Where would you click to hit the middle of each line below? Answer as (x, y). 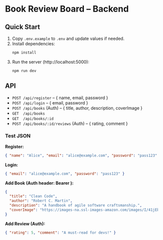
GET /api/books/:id (33, 119)
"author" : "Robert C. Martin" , (41, 201)
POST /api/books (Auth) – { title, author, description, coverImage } (77, 108)
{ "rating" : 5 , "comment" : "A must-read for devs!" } (61, 232)
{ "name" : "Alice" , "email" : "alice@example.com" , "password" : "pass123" (81, 155)
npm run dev (24, 71)
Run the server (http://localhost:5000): (51, 62)
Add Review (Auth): (25, 223)
